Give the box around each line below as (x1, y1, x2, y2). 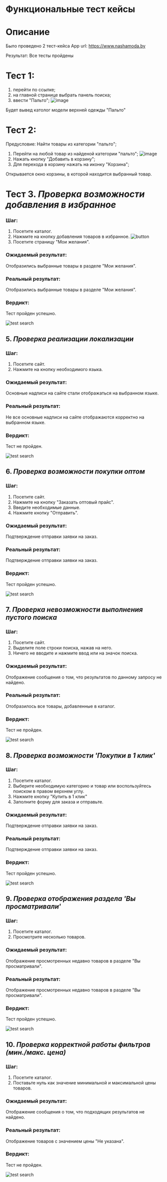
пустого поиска (5, 613, 57, 621)
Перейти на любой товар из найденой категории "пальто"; (12, 151, 138, 156)
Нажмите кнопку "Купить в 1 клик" (12, 793, 87, 799)
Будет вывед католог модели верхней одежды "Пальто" (5, 107, 126, 113)
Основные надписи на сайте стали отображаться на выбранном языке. (5, 390, 159, 396)
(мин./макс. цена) (5, 1048, 66, 1056)
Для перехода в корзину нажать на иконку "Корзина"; (12, 161, 129, 167)
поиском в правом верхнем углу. (12, 788, 84, 794)
